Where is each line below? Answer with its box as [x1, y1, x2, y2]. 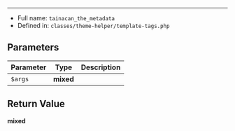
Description [80, 62, 121, 72]
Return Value [7, 98, 65, 110]
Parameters [7, 41, 59, 53]
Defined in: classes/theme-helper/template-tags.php [17, 22, 170, 29]
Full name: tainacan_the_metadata [17, 14, 115, 22]
